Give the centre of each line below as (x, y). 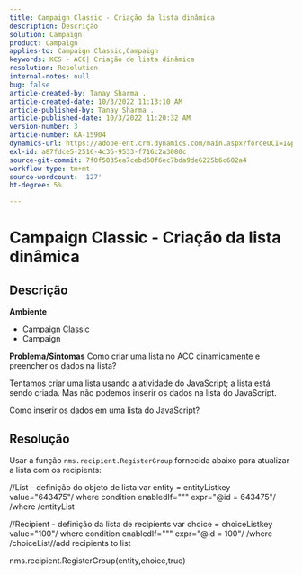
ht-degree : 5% (36, 186)
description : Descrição (54, 26)
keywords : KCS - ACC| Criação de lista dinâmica (102, 59)
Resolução (40, 438)
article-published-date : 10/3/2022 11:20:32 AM (100, 118)
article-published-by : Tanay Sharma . (82, 110)
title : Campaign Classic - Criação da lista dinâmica (112, 18)
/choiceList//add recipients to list (70, 543)
